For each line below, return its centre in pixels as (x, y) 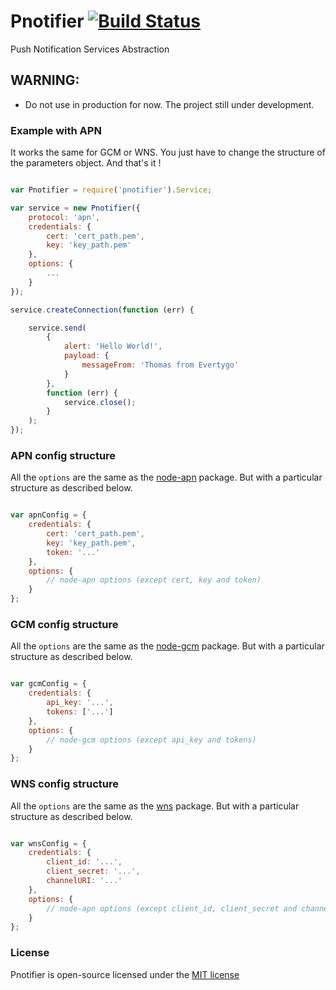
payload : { (86, 356)
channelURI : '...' (84, 881)
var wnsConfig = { (48, 843)
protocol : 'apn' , (64, 217)
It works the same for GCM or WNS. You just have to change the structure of (168, 152)
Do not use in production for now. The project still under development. (169, 104)
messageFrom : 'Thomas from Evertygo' (160, 365)
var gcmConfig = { (48, 684)
